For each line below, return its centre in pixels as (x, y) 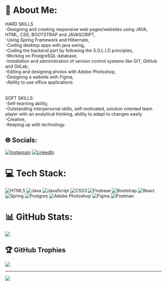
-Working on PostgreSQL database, (42, 56)
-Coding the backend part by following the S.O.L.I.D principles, (69, 50)
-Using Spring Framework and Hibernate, (47, 40)
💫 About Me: (31, 10)
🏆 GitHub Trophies (36, 250)
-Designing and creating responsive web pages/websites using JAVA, (77, 29)
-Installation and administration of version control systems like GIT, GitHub (81, 61)
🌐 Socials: (21, 140)
